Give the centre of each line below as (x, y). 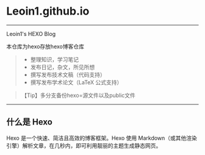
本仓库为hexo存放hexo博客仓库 (45, 46)
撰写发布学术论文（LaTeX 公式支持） (76, 82)
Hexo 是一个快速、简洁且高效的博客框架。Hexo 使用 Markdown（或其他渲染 (102, 138)
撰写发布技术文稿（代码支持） (68, 74)
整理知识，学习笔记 (55, 59)
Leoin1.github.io (48, 11)
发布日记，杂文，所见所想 (63, 67)
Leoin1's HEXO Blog (31, 34)
